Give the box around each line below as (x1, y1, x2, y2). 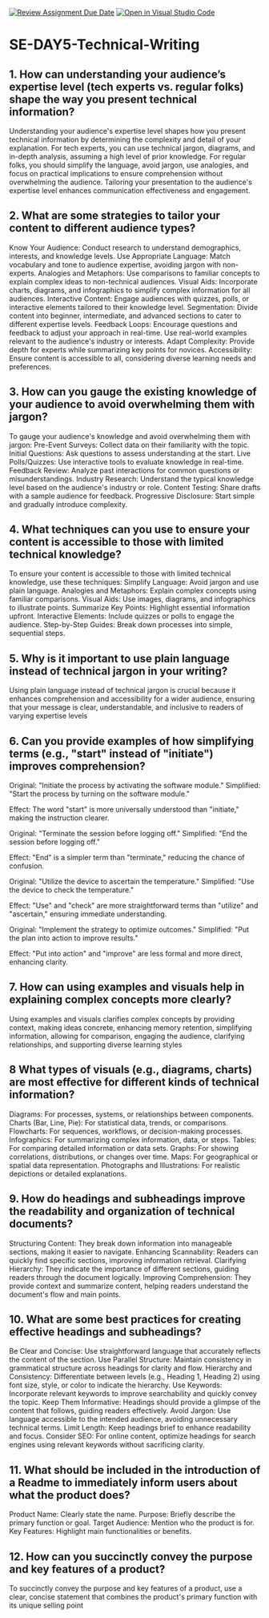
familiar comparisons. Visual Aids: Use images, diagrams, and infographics (9, 594, 256, 604)
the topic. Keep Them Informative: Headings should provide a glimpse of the (9, 1398, 261, 1407)
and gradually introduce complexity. (9, 499, 127, 509)
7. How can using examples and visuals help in (9, 980, 245, 994)
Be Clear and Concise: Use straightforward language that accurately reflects (9, 1346, 261, 1356)
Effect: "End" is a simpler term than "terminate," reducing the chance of (9, 853, 245, 863)
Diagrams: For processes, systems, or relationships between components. (9, 1109, 255, 1119)
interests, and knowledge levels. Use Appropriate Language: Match (9, 251, 231, 260)
